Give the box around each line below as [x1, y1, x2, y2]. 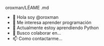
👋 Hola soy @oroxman [12, 14, 59, 20]
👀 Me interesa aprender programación [12, 20, 92, 25]
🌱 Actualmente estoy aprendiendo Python [12, 25, 99, 31]
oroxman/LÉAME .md [5, 5, 49, 10]
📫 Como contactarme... [12, 36, 63, 42]
